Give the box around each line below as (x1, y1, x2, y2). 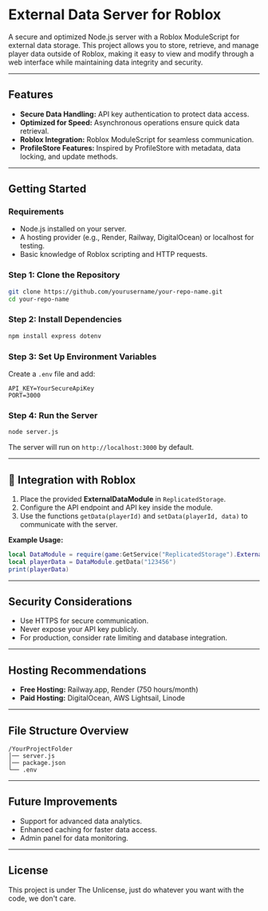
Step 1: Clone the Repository (8, 270, 120, 281)
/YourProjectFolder (8, 745, 73, 753)
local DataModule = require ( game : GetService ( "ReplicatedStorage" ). (8, 550, 238, 558)
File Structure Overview (8, 724, 129, 737)
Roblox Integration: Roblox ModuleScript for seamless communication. (19, 134, 254, 144)
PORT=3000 (8, 391, 41, 400)
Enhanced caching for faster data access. (19, 824, 158, 834)
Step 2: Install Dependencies (8, 314, 122, 325)
